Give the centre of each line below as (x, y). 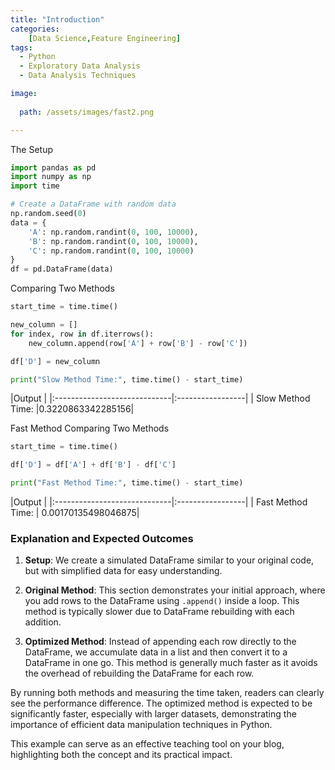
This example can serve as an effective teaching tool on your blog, (147, 744)
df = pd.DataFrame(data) (62, 269)
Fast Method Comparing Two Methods (90, 428)
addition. (43, 622)
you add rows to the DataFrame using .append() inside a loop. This (162, 601)
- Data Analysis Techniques (78, 76)
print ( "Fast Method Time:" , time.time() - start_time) (127, 483)
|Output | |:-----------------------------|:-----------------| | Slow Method (160, 398)
